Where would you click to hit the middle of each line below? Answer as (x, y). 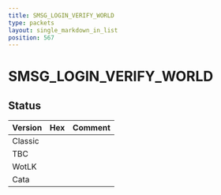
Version (27, 128)
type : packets (32, 23)
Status (25, 105)
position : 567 (32, 37)
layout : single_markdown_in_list (63, 30)
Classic (26, 141)
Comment (91, 128)
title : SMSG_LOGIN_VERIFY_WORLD (61, 15)
